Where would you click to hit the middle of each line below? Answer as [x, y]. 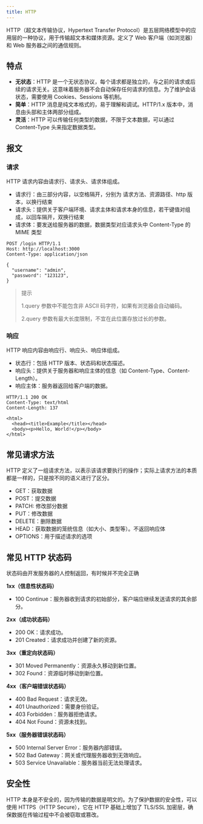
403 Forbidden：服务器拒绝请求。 [58, 714]
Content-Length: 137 [32, 408]
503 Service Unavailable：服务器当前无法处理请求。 [80, 763]
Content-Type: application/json [47, 255]
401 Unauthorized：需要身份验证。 [58, 707]
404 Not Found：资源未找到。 [53, 722]
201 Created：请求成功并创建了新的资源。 [67, 640]
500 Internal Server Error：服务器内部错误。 [70, 748]
